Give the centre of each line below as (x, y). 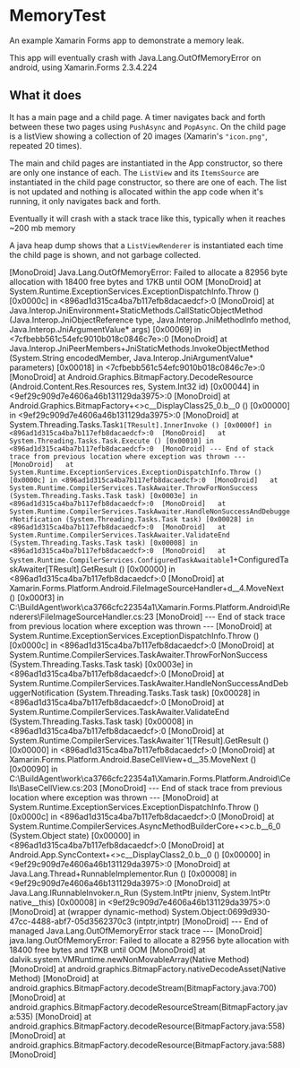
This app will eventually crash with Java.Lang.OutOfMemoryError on (135, 57)
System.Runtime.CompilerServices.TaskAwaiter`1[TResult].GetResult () (139, 740)
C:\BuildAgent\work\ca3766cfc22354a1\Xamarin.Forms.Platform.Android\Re (150, 607)
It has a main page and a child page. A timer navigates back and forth (137, 116)
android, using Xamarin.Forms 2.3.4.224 (84, 67)
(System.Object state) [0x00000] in (75, 835)
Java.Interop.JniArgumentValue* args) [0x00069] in (105, 329)
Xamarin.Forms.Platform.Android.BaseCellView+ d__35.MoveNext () (133, 759)
